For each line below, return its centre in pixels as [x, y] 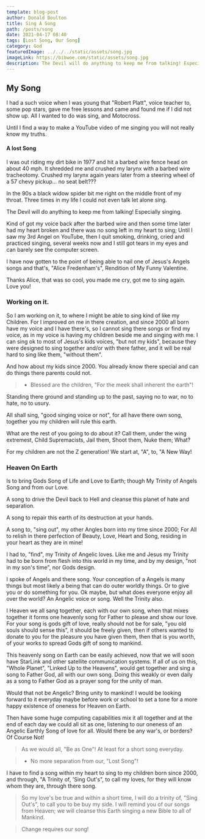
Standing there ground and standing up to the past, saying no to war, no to [100, 396]
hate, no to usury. [28, 403]
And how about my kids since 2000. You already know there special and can [103, 366]
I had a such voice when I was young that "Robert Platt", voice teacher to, [99, 103]
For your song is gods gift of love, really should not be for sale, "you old [96, 624]
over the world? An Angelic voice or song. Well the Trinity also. [85, 599]
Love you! [19, 286]
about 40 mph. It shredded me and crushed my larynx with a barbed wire [98, 168]
